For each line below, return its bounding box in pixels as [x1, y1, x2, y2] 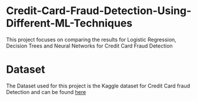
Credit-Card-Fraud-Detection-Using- [6, 4, 192, 18]
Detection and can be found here [6, 88, 86, 95]
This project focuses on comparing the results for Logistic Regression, [6, 36, 176, 43]
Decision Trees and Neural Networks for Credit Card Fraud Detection [6, 42, 173, 49]
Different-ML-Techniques [6, 16, 133, 30]
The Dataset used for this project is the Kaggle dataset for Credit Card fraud [6, 82, 191, 89]
